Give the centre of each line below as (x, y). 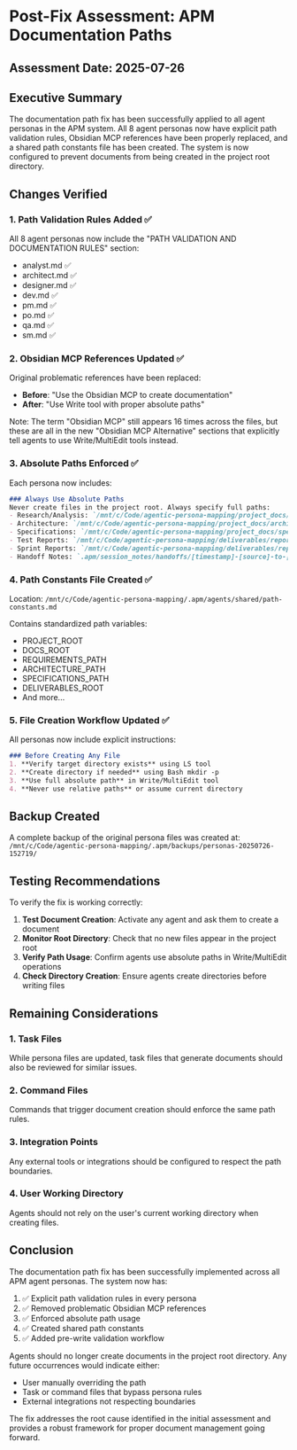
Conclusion (42, 1250)
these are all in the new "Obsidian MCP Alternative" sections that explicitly (145, 431)
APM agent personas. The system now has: (88, 1281)
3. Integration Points (54, 1142)
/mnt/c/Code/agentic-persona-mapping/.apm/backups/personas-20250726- (142, 846)
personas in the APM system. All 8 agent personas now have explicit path (143, 129)
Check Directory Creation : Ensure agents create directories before (144, 976)
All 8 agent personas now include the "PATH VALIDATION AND (123, 239)
